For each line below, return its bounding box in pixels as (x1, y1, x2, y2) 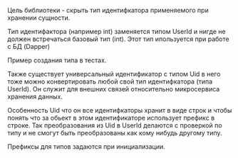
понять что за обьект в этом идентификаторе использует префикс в (7, 113, 215, 122)
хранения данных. (7, 92, 63, 101)
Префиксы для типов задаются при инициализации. (7, 142, 165, 151)
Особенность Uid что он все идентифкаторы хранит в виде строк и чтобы (7, 106, 232, 114)
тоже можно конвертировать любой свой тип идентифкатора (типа (7, 77, 213, 86)
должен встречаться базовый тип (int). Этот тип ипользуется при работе (7, 35, 229, 43)
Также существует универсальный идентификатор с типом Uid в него (7, 70, 221, 78)
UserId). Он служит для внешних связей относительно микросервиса (7, 85, 220, 93)
